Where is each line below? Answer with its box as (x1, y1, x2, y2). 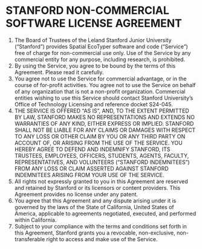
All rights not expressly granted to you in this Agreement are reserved (14, 178, 188, 185)
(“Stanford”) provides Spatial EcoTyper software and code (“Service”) (14, 43, 188, 50)
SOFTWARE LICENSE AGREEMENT (5, 16, 183, 30)
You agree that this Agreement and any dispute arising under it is (14, 197, 177, 204)
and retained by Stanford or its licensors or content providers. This (14, 184, 181, 191)
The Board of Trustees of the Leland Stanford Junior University (14, 36, 172, 44)
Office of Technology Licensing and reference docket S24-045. (14, 100, 173, 108)
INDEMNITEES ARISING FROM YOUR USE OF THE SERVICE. (14, 171, 165, 178)
